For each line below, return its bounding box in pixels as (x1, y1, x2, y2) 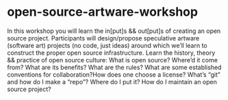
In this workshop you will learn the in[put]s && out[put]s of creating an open (7, 27, 221, 35)
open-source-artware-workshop (7, 4, 199, 20)
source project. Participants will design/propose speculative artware (7, 34, 200, 42)
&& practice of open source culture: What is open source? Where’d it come (7, 55, 218, 64)
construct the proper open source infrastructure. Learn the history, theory (7, 49, 216, 57)
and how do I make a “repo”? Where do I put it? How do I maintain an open (7, 77, 218, 86)
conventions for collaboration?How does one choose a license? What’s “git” (7, 70, 220, 79)
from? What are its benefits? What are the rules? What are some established (7, 63, 222, 71)
